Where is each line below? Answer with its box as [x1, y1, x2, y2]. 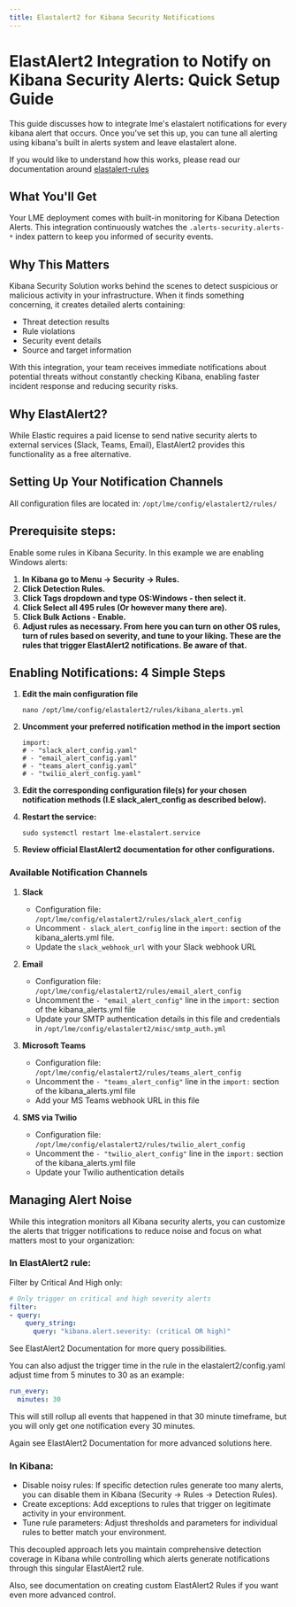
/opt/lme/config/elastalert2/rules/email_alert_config [34, 987, 241, 996]
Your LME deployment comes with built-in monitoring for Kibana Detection [9, 213, 280, 223]
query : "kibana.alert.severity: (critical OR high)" [32, 1327, 231, 1336]
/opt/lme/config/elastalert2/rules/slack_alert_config [34, 914, 241, 924]
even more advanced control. [9, 1589, 117, 1600]
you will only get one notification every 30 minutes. [9, 1420, 196, 1431]
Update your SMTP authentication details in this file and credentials [34, 1013, 281, 1024]
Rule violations [21, 326, 76, 337]
